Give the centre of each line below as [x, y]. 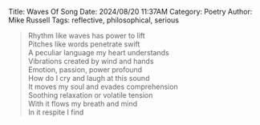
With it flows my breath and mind [83, 104]
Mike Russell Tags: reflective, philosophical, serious [93, 20]
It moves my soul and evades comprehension [103, 87]
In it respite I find [56, 112]
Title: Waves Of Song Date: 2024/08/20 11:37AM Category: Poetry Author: [130, 12]
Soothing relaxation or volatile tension [90, 95]
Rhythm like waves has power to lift [87, 36]
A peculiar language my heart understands [99, 52]
